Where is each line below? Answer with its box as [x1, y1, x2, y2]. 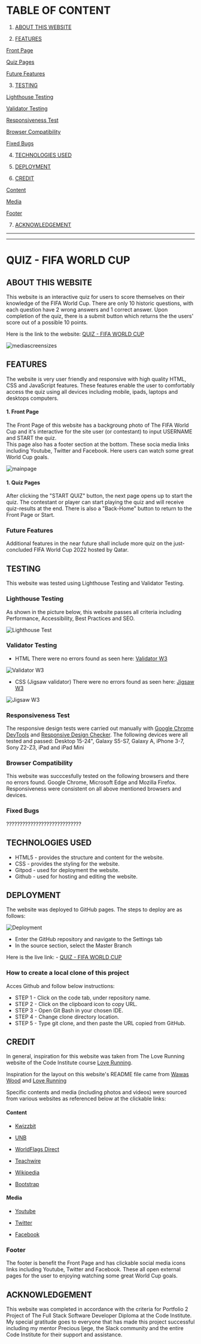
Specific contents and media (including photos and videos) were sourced [6, 1089, 187, 1096]
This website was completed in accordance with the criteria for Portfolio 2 [6, 1306, 188, 1312]
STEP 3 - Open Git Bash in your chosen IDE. [14, 1007, 124, 1014]
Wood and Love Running [6, 1077, 67, 1084]
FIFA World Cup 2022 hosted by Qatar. [33, 546, 129, 553]
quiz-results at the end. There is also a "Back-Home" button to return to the [6, 505, 193, 512]
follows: [6, 912, 26, 920]
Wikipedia [14, 1169, 40, 1176]
